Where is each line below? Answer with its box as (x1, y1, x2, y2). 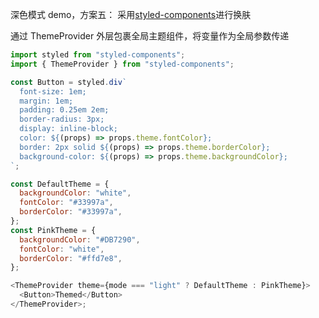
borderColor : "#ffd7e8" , (19, 253, 123, 263)
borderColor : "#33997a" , (19, 207, 123, 217)
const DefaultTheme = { (10, 179, 110, 189)
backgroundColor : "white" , (19, 188, 132, 198)
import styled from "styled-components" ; (10, 50, 186, 60)
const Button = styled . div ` (10, 77, 128, 87)
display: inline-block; (19, 124, 118, 134)
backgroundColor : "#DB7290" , (19, 234, 141, 245)
